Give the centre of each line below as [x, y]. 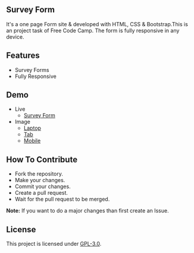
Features [23, 56]
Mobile [32, 141]
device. [15, 37]
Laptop [32, 128]
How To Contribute [42, 159]
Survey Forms [32, 70]
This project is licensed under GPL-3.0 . [54, 244]
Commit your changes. [43, 186]
